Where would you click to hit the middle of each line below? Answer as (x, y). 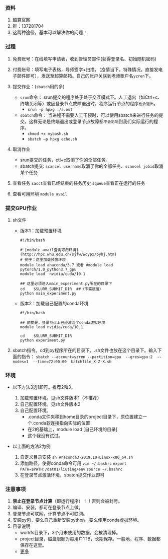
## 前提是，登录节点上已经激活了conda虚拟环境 (62, 323)
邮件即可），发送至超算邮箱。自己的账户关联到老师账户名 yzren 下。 (85, 76)
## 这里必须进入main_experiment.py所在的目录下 (66, 284)
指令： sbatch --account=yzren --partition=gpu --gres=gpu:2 (87, 357)
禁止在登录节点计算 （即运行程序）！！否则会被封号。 (67, 501)
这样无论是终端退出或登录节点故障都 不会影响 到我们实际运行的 (91, 121)
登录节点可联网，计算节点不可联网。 (50, 514)
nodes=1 (20, 362)
